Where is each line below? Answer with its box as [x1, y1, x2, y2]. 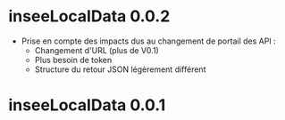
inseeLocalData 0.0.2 [8, 6, 171, 27]
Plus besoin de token [34, 54, 113, 65]
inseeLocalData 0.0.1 [8, 95, 166, 116]
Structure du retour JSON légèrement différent [34, 64, 206, 75]
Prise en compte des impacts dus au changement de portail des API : [21, 36, 276, 46]
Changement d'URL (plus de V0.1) [34, 44, 160, 55]
